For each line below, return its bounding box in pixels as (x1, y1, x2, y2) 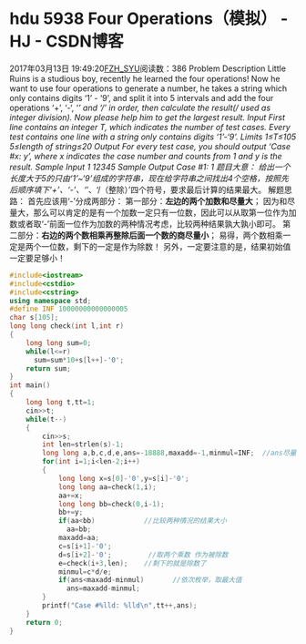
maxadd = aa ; (57, 534, 100, 543)
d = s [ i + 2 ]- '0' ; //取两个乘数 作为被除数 (57, 550, 229, 559)
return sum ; (25, 363, 71, 373)
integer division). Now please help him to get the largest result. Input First (9, 111, 285, 123)
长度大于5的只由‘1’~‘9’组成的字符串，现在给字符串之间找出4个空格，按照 (9, 172, 281, 183)
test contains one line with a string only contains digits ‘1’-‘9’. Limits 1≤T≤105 (9, 131, 297, 142)
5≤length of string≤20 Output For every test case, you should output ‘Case (9, 140, 291, 151)
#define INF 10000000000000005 (9, 304, 128, 314)
